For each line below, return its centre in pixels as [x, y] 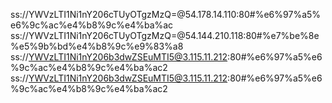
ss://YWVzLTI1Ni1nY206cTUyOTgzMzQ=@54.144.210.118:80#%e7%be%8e [165, 35]
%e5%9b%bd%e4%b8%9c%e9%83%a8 [97, 46]
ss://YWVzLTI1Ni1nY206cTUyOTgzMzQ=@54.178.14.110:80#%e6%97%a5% [166, 14]
